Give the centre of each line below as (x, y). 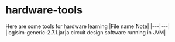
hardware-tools (44, 10)
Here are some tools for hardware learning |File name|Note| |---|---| (88, 26)
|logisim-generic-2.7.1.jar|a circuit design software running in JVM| (86, 32)
